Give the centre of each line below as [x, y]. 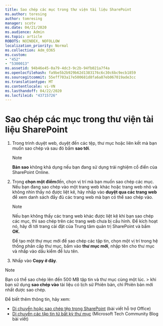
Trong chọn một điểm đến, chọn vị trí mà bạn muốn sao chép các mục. [83, 182]
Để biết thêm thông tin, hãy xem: [38, 299]
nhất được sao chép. [26, 290]
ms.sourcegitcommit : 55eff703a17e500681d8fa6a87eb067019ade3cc [71, 77]
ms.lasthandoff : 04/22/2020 [34, 91]
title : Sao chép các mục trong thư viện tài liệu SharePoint [68, 9]
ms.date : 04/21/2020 [26, 28]
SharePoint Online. [31, 172]
